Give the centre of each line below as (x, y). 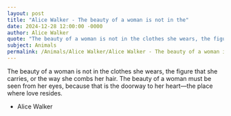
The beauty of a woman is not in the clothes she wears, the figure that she (112, 71)
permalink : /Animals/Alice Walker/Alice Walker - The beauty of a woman (113, 52)
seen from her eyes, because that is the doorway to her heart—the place (110, 86)
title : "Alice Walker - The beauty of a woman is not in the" (98, 20)
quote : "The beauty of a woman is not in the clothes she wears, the (109, 39)
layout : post (26, 13)
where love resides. (35, 93)
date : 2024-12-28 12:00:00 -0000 (55, 26)
